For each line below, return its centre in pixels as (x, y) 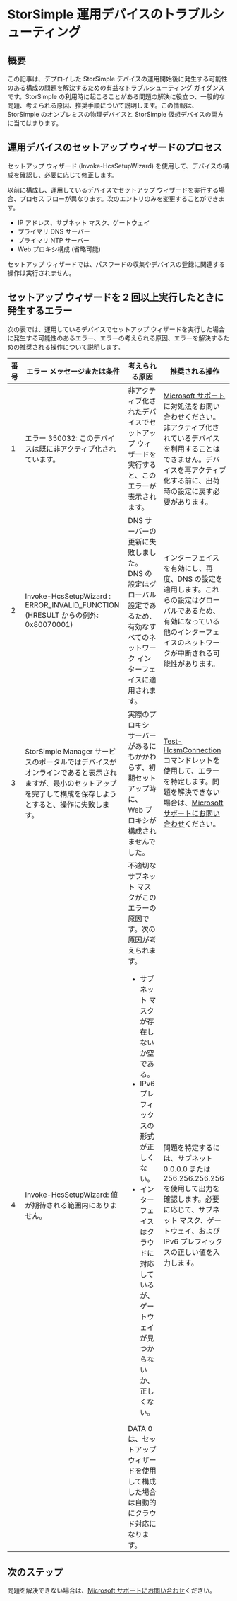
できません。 (184, 459)
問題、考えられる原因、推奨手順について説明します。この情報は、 (103, 105)
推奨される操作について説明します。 (72, 347)
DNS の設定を (200, 579)
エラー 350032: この (59, 438)
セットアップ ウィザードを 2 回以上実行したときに (116, 298)
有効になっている (192, 621)
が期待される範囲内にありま (71, 1205)
